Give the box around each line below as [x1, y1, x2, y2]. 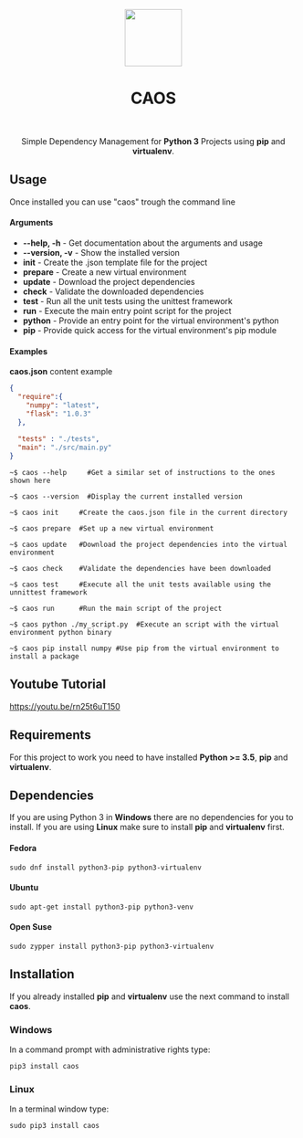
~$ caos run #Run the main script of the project [9, 604, 223, 614]
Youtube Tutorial [9, 677, 107, 692]
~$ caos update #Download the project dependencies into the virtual [9, 540, 287, 550]
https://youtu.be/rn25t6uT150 [9, 701, 120, 711]
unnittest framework [9, 588, 89, 597]
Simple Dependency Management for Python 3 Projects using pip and [21, 135, 286, 146]
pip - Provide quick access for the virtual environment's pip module [22, 324, 277, 335]
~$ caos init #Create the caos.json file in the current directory [9, 508, 287, 518]
